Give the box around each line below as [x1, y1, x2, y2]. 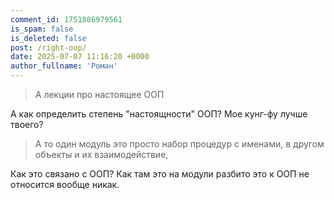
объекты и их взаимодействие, [34, 149, 169, 160]
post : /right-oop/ [10, 42, 87, 53]
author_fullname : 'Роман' [10, 61, 118, 71]
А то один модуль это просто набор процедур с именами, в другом [34, 138, 325, 150]
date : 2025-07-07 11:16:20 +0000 [10, 52, 150, 62]
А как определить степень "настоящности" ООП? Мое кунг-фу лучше [10, 108, 308, 120]
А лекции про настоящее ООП [34, 89, 165, 100]
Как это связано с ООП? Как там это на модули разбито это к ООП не [10, 168, 310, 180]
